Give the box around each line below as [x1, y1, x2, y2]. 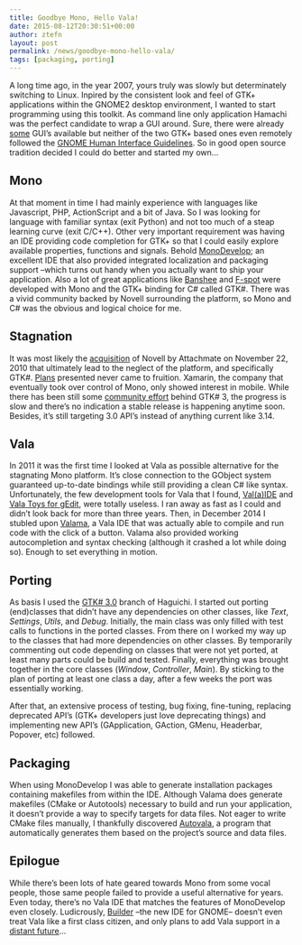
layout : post [9, 38, 59, 48]
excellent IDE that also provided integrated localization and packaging [9, 255, 269, 265]
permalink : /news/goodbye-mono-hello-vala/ [9, 47, 176, 56]
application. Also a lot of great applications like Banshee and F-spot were [9, 273, 281, 284]
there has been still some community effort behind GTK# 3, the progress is [9, 391, 287, 402]
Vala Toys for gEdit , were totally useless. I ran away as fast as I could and [9, 498, 281, 510]
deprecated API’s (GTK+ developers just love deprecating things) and [9, 710, 266, 721]
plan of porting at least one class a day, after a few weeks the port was [9, 673, 273, 684]
